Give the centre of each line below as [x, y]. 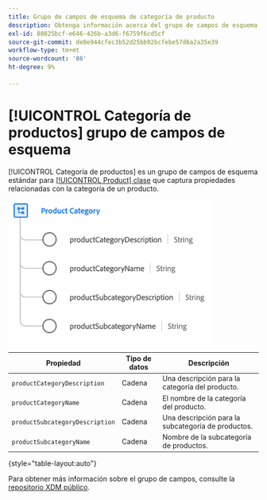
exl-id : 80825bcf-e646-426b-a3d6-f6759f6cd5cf [87, 33]
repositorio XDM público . [49, 487]
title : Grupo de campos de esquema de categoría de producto [112, 17]
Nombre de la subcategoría [207, 437]
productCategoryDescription [58, 383]
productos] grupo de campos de [117, 132]
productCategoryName [46, 403]
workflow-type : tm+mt [44, 50]
